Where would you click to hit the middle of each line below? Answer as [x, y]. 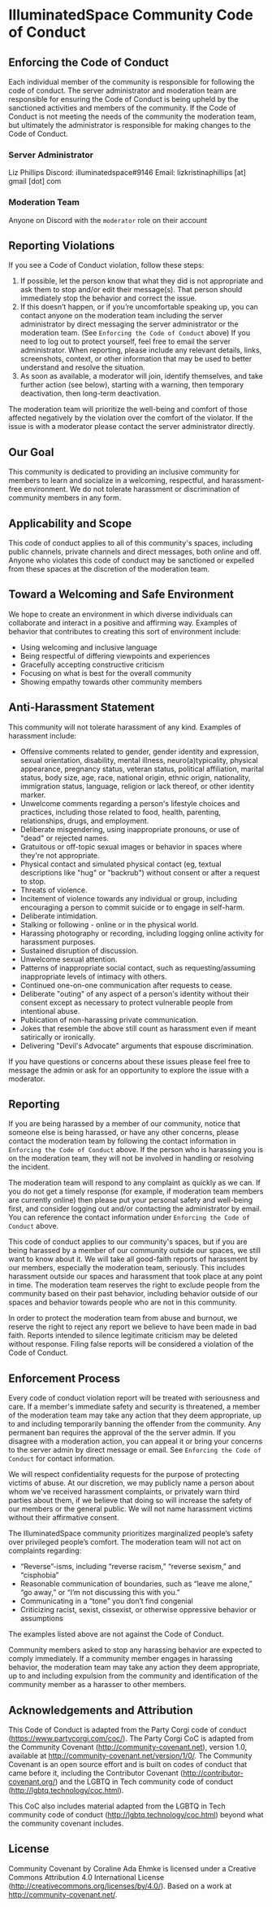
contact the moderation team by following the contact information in [122, 1141]
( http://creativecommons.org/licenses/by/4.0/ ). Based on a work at [120, 1886]
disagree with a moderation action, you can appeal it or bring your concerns [136, 1441]
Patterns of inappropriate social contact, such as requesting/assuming [138, 967]
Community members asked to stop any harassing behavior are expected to [135, 1650]
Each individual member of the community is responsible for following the [132, 82]
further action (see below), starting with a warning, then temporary [132, 385]
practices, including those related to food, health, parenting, [121, 812]
